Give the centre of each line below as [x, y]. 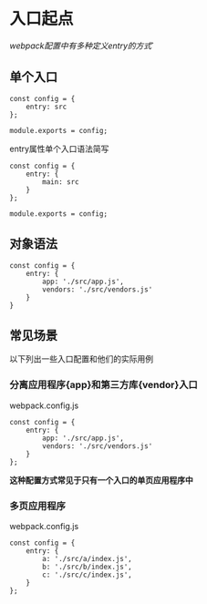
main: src [61, 182]
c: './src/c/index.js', [87, 575]
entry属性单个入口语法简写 [59, 148]
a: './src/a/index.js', [87, 558]
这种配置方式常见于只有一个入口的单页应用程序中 [101, 480]
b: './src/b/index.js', [87, 567]
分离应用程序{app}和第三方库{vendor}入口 [103, 385]
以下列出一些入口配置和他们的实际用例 [81, 359]
